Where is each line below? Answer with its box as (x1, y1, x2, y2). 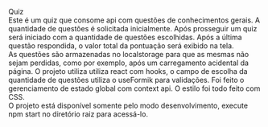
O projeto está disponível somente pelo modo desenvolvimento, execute (8, 100, 248, 110)
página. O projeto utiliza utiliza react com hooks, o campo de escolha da (8, 67, 248, 76)
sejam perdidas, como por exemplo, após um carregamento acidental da (8, 58, 249, 68)
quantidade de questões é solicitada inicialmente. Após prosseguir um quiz (8, 24, 258, 33)
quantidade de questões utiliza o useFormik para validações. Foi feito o (8, 76, 245, 84)
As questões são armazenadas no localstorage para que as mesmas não (8, 50, 249, 59)
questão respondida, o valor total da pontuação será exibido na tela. (8, 41, 235, 51)
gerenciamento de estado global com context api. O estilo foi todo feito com (8, 84, 261, 93)
